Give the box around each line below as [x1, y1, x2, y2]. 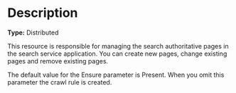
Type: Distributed [7, 28, 59, 37]
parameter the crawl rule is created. [7, 77, 112, 86]
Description [7, 5, 78, 21]
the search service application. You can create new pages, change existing [7, 49, 227, 58]
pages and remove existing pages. [7, 56, 109, 65]
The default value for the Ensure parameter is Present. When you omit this [7, 70, 225, 79]
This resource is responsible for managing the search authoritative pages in [7, 42, 229, 50]
